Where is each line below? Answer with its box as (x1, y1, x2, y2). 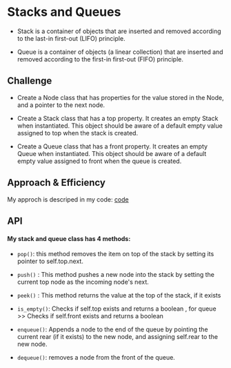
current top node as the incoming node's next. (17, 278, 150, 287)
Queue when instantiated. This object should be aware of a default (17, 149, 207, 157)
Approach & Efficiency (7, 177, 106, 188)
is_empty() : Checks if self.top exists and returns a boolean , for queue (17, 304, 217, 313)
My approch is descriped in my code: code (7, 195, 129, 204)
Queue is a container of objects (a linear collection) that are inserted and (17, 48, 223, 56)
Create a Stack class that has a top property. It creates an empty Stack (17, 114, 219, 122)
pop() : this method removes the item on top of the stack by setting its (17, 250, 214, 258)
